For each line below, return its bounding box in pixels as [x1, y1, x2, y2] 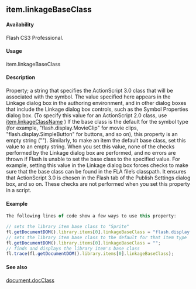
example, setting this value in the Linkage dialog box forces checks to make [6, 162, 188, 169]
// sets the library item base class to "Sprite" [6, 224, 130, 230]
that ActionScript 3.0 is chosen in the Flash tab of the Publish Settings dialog [6, 174, 191, 181]
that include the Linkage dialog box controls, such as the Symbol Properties [6, 106, 188, 113]
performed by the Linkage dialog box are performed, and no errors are [6, 149, 176, 156]
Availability [6, 21, 34, 28]
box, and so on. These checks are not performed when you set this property [6, 181, 190, 187]
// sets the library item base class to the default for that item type [6, 234, 187, 240]
